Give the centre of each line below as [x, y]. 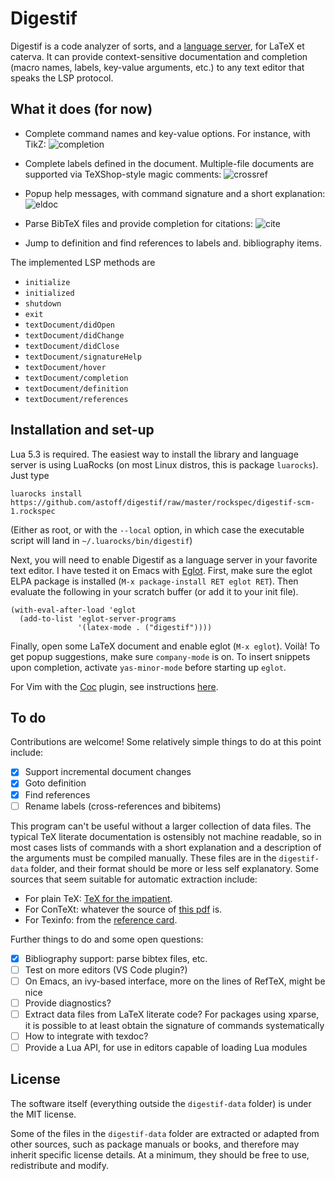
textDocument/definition [76, 388]
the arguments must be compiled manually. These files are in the [143, 858]
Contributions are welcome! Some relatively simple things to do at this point [166, 742]
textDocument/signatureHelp [83, 357]
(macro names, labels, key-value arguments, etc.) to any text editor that [157, 67]
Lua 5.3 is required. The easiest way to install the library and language [154, 454]
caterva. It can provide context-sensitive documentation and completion [159, 56]
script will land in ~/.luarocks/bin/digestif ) [101, 540]
